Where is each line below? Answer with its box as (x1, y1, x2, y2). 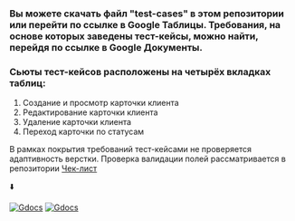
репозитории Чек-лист (9, 163, 98, 174)
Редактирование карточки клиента (22, 107, 158, 118)
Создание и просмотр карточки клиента (22, 98, 179, 109)
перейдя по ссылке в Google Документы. (9, 41, 204, 53)
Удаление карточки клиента (22, 117, 132, 128)
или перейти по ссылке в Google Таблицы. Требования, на (9, 18, 281, 31)
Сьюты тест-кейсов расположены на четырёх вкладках (9, 65, 271, 78)
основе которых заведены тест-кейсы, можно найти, (9, 30, 259, 43)
